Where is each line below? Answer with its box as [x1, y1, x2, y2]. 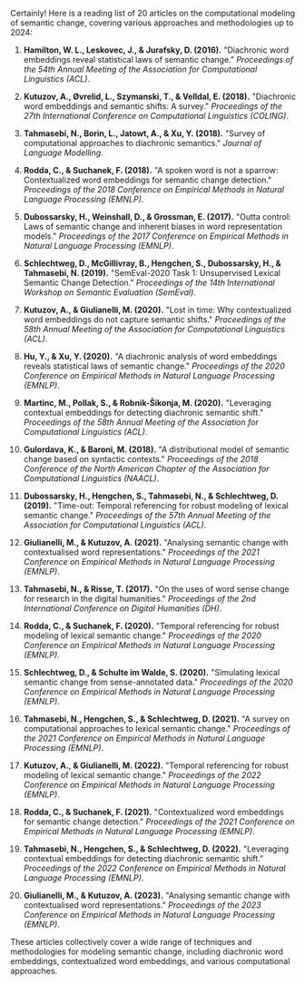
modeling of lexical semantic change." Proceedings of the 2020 [23, 630, 262, 641]
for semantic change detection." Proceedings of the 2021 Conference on [23, 816, 295, 827]
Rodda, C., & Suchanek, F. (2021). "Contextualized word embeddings [23, 807, 284, 817]
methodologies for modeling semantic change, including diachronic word [10, 946, 284, 957]
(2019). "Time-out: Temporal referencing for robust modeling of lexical [23, 500, 289, 511]
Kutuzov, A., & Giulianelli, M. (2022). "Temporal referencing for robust [23, 760, 289, 771]
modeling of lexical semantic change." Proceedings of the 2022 [23, 770, 261, 780]
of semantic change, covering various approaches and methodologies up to [10, 17, 294, 28]
